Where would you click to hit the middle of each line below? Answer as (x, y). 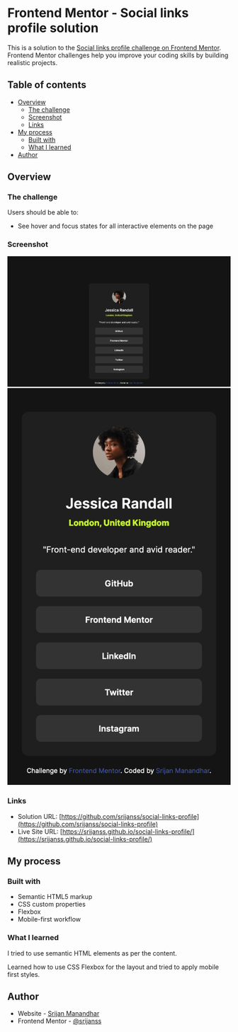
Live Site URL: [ (40, 831)
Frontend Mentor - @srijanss (59, 1021)
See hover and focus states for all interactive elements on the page (115, 226)
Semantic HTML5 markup (55, 897)
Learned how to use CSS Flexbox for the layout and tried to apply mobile (113, 967)
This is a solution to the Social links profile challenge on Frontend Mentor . (114, 47)
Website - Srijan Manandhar (58, 1014)
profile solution (53, 28)
